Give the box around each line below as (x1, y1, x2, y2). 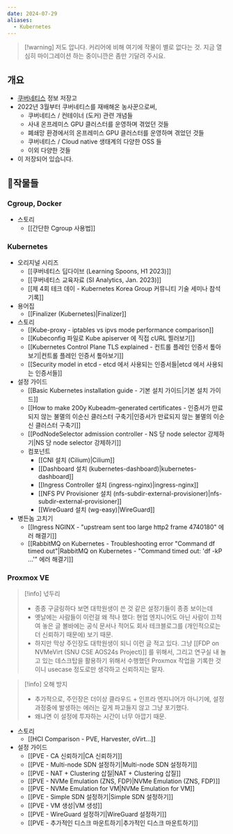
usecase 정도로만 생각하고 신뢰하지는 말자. (47, 666, 165, 674)
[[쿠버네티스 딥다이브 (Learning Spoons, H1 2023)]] (27, 267, 172, 276)
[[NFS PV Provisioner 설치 (38, 489, 112, 498)
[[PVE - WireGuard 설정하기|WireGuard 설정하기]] (27, 810, 167, 819)
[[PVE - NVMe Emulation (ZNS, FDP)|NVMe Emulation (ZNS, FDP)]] (27, 777, 220, 785)
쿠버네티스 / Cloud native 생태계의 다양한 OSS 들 (27, 137, 162, 146)
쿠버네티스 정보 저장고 (17, 94, 78, 102)
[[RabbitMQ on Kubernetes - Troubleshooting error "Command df (27, 540, 216, 548)
